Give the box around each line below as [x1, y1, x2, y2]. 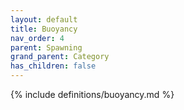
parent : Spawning [10, 42, 83, 53]
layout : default [10, 14, 78, 25]
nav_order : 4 [10, 33, 65, 43]
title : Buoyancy [10, 24, 78, 34]
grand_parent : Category [10, 52, 110, 62]
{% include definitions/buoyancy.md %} [10, 89, 175, 100]
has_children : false [10, 61, 97, 71]
